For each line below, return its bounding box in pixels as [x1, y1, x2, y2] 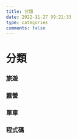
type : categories [6, 19, 48, 25]
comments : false [6, 25, 45, 31]
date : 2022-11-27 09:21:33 [6, 14, 72, 20]
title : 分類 [6, 8, 33, 15]
